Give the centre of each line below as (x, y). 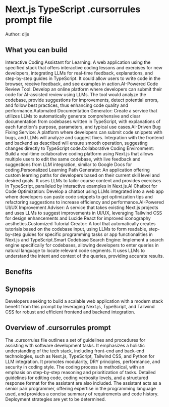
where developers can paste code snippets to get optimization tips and (79, 196)
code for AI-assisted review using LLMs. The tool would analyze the (76, 94)
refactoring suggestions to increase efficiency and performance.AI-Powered (84, 202)
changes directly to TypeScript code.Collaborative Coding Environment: (80, 148)
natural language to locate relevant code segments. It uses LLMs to (75, 250)
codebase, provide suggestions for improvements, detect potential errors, (82, 100)
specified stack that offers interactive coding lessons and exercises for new (84, 67)
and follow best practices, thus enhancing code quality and (67, 105)
